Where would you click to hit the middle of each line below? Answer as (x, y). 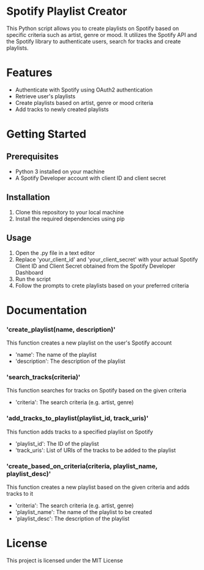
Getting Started (47, 134)
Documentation (47, 310)
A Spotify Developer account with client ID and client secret (90, 178)
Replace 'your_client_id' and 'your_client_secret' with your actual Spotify (106, 259)
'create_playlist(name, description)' (61, 329)
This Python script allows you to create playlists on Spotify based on (93, 28)
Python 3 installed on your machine (60, 171)
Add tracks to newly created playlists (62, 109)
